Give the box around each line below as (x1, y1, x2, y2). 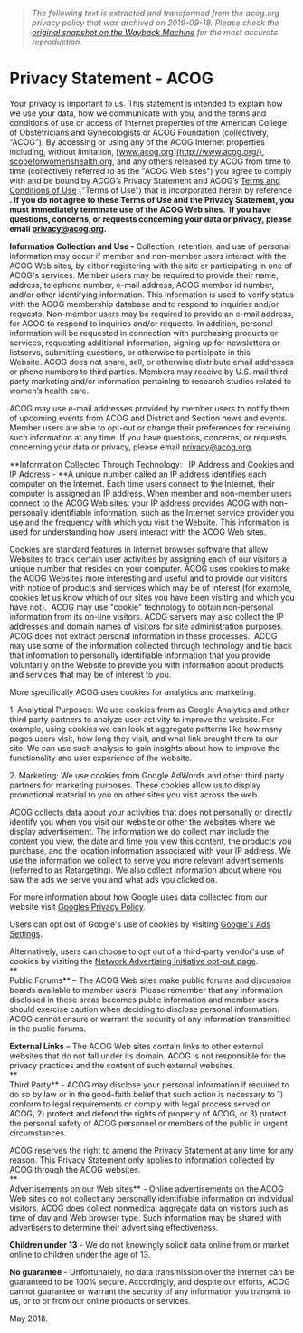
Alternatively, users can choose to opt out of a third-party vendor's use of (9, 946, 285, 957)
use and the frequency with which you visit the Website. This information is (9, 517, 289, 527)
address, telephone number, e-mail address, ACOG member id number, (9, 279, 275, 290)
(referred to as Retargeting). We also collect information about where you (9, 865, 282, 875)
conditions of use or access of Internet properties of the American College (9, 117, 288, 128)
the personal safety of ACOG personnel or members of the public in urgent (9, 1117, 288, 1128)
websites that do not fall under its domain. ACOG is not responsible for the (9, 1050, 287, 1061)
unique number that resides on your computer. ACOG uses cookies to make (9, 563, 291, 574)
